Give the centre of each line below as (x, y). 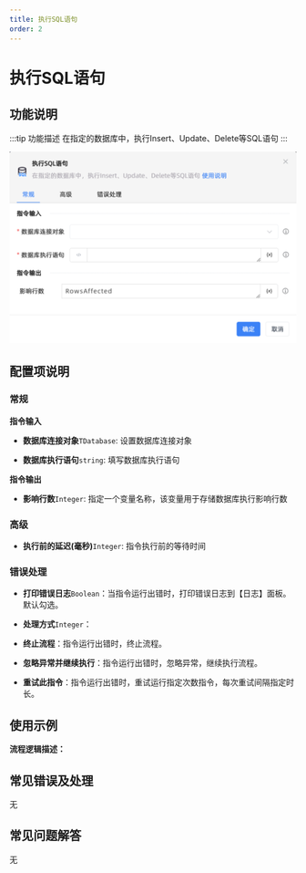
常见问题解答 (46, 836)
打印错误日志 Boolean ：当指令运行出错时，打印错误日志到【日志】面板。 (157, 594)
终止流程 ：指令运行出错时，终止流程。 (94, 644)
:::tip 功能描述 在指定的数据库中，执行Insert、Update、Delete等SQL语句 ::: (149, 138)
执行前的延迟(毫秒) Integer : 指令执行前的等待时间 (114, 546)
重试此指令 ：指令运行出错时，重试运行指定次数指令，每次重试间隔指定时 (158, 682)
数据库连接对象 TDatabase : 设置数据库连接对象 (107, 440)
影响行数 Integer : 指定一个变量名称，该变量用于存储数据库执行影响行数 (155, 498)
